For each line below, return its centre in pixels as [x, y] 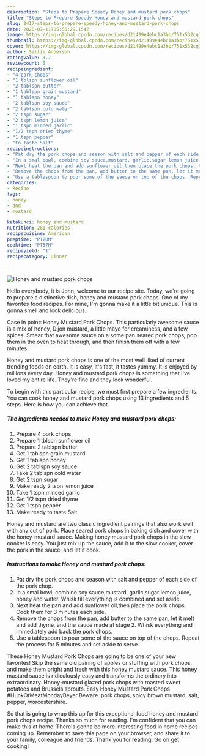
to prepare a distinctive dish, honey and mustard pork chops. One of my [97, 298]
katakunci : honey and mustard [46, 222]
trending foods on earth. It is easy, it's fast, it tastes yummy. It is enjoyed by [102, 367]
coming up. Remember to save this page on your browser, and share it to [98, 733]
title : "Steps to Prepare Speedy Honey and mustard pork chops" [90, 18]
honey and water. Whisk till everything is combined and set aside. [98, 599]
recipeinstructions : [33, 148]
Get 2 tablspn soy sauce [46, 466]
